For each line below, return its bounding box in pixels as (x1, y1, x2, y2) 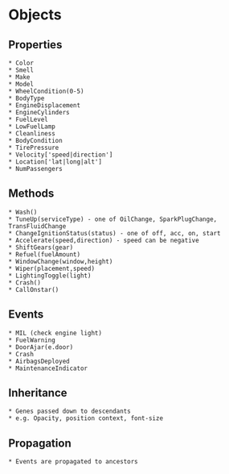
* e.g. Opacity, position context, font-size (8, 414, 163, 422)
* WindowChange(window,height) (8, 257, 113, 265)
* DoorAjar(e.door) (8, 343, 74, 351)
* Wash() (8, 208, 38, 216)
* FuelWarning (8, 336, 56, 344)
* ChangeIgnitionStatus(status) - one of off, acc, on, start (8, 229, 221, 237)
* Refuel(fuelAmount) (8, 250, 81, 259)
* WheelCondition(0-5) (8, 87, 84, 95)
